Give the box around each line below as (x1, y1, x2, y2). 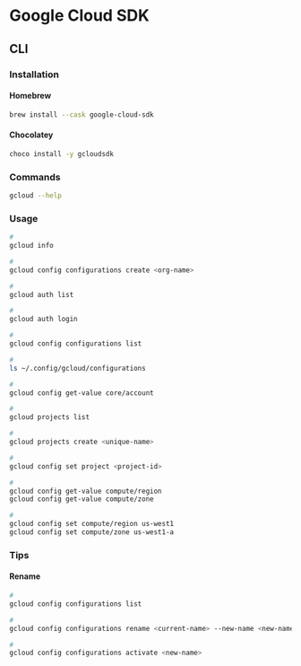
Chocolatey (9, 129, 54, 140)
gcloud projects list (9, 413, 90, 422)
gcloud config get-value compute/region (9, 486, 163, 495)
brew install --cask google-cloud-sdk (9, 110, 154, 119)
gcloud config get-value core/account (9, 388, 154, 398)
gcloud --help (9, 190, 63, 200)
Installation (9, 68, 60, 81)
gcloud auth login (9, 315, 78, 324)
